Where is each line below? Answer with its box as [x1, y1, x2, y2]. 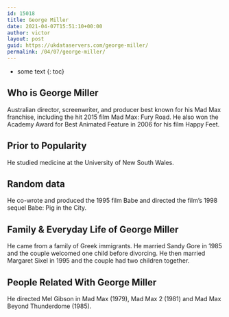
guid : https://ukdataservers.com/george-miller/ [7, 42, 149, 49]
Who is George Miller [7, 87, 99, 99]
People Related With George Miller [7, 276, 157, 288]
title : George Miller [7, 17, 69, 23]
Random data [7, 178, 65, 190]
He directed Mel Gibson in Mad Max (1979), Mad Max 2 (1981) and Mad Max [7, 294, 221, 303]
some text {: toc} [16, 67, 65, 76]
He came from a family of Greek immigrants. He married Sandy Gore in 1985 [7, 242, 223, 250]
